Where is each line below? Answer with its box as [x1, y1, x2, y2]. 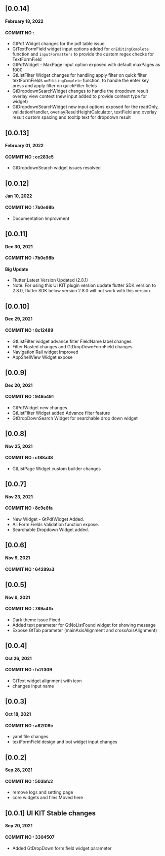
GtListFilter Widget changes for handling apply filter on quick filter [12, 72, 147, 78]
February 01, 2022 [5, 143, 44, 149]
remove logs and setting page [12, 789, 73, 795]
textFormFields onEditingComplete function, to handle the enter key [12, 77, 149, 84]
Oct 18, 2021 [5, 711, 31, 717]
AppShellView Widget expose [12, 354, 73, 360]
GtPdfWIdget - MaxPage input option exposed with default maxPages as [12, 62, 161, 68]
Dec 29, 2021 [5, 316, 33, 322]
